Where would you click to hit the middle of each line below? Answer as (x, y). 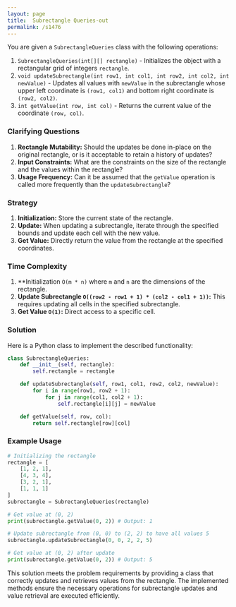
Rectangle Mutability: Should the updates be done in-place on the (114, 147)
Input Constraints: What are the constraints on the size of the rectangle (122, 162)
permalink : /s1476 (34, 27)
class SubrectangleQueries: (49, 358)
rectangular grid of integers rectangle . (73, 68)
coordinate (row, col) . (51, 113)
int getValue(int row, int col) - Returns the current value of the (114, 106)
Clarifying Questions (43, 131)
